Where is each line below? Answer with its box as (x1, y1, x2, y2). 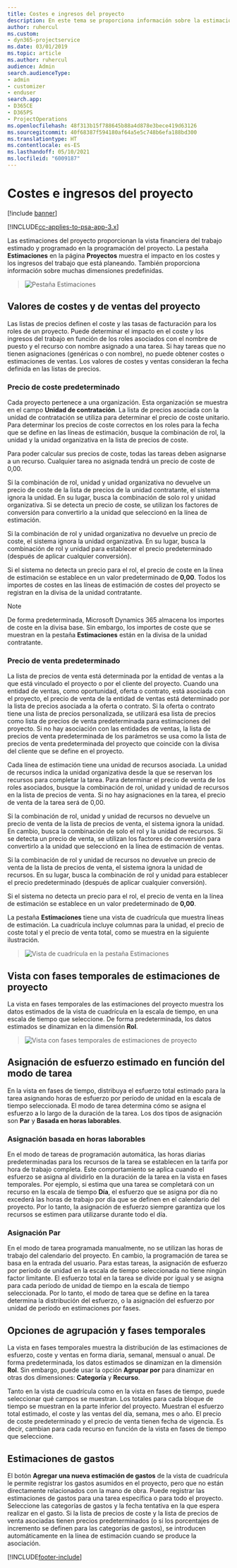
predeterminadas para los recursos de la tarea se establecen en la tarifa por (7, 1158, 229, 1166)
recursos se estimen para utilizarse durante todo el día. (7, 1210, 168, 1219)
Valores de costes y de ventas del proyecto (7, 301, 201, 313)
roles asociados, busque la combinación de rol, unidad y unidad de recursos (7, 783, 229, 792)
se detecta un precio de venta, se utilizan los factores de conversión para (7, 835, 221, 843)
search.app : (7, 96, 42, 103)
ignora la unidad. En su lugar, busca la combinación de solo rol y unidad (7, 493, 217, 501)
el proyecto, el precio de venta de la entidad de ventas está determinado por (7, 695, 230, 703)
